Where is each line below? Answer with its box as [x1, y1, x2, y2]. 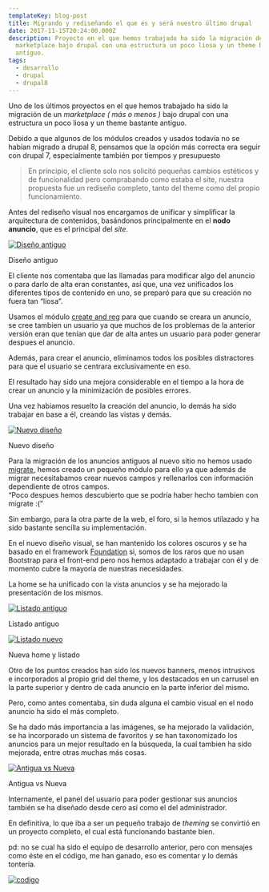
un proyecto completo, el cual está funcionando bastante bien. [8, 826, 215, 836]
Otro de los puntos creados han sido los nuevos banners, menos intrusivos [8, 665, 255, 675]
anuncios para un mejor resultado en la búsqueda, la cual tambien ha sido [8, 739, 252, 749]
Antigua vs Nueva [8, 778, 67, 788]
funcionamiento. [27, 192, 82, 201]
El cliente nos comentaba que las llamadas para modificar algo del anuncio [8, 270, 255, 281]
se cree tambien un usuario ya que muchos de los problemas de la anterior [8, 320, 255, 329]
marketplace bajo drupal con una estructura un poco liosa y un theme [15, 42, 256, 50]
